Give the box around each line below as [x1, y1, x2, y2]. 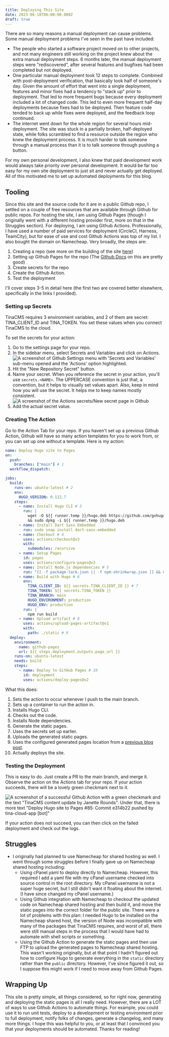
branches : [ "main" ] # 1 [14, 462, 64, 467]
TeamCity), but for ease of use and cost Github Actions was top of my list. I [5, 233, 161, 239]
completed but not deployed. [12, 67, 73, 73]
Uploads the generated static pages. [12, 734, 89, 740]
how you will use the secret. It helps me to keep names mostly [12, 387, 142, 394]
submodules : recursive [27, 546, 75, 551]
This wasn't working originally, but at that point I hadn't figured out [20, 949, 158, 955]
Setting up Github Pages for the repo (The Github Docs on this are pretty [12, 254, 163, 260]
